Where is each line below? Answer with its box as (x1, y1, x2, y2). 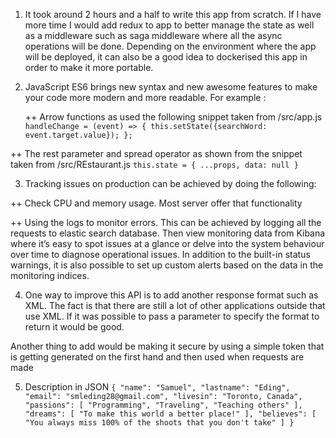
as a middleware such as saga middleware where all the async (24, 30, 283, 41)
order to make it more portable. (24, 62, 154, 73)
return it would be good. (24, 321, 125, 333)
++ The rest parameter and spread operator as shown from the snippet (10, 148, 303, 159)
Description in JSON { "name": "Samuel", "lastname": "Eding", (24, 381, 291, 393)
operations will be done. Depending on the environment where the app (24, 40, 317, 52)
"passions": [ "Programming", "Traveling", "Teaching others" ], (24, 400, 303, 410)
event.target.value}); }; (24, 130, 133, 140)
